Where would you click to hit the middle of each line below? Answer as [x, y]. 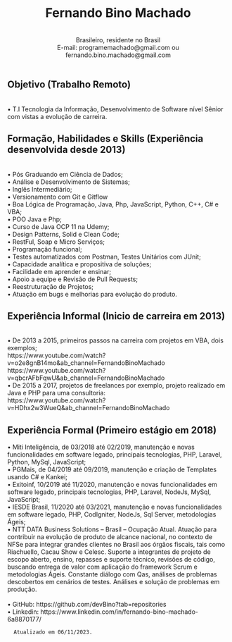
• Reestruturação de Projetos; [50, 286]
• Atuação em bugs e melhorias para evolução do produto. [92, 294]
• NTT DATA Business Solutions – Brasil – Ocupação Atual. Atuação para [112, 529]
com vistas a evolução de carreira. [57, 116]
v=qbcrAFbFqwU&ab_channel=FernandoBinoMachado [86, 378]
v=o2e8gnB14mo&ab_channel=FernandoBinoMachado [86, 363]
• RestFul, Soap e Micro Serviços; [56, 242]
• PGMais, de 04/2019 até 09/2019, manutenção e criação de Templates [112, 469]
